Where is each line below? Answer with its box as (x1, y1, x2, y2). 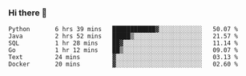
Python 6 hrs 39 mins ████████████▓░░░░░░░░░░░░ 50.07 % (8, 26, 239, 34)
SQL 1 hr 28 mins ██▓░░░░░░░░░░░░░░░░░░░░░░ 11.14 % (8, 39, 239, 47)
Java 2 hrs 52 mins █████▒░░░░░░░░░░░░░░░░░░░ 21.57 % (8, 32, 239, 41)
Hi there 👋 (8, 7, 48, 18)
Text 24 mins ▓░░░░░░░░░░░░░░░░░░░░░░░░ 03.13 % (8, 54, 239, 62)
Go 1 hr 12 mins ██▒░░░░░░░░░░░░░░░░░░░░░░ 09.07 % (8, 46, 239, 54)
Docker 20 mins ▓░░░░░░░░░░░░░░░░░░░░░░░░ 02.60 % (8, 60, 239, 69)
